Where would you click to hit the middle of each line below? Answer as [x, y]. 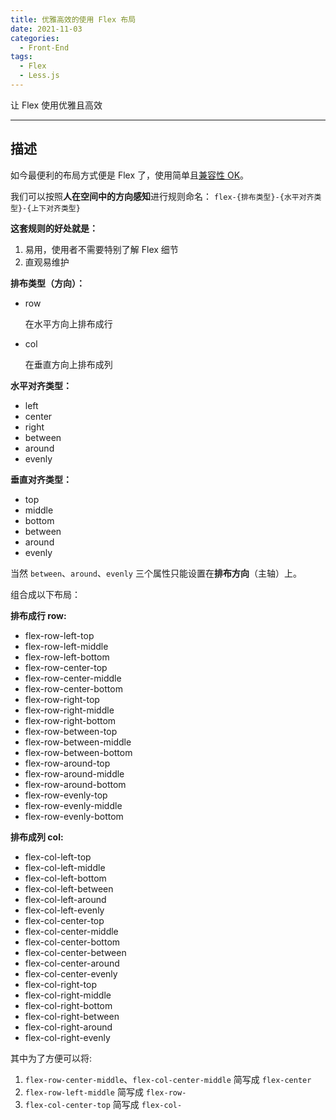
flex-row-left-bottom [67, 657]
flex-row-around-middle [74, 773]
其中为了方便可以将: [51, 1058]
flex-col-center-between [75, 952]
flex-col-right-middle [68, 995]
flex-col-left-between [69, 888]
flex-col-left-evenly [64, 910]
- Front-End [44, 47]
